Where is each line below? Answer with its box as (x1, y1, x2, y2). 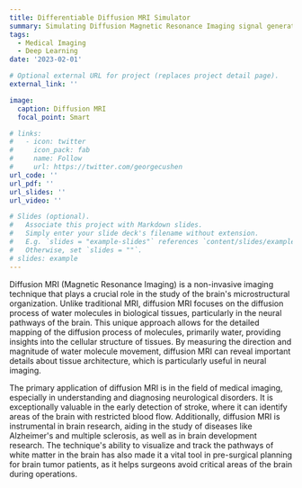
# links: (9, 129, 42, 138)
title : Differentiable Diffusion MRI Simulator (9, 13, 191, 23)
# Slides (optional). (9, 212, 91, 221)
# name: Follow (9, 154, 83, 163)
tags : (9, 30, 30, 39)
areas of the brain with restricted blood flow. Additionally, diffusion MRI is (9, 411, 280, 421)
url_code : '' (9, 170, 58, 180)
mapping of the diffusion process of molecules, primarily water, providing (9, 326, 281, 338)
